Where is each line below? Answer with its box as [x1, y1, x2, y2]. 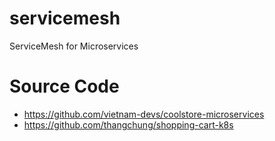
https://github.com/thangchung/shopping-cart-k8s [23, 118, 234, 131]
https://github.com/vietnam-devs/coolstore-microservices [23, 108, 265, 120]
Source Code [9, 75, 120, 98]
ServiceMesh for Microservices [9, 40, 139, 52]
